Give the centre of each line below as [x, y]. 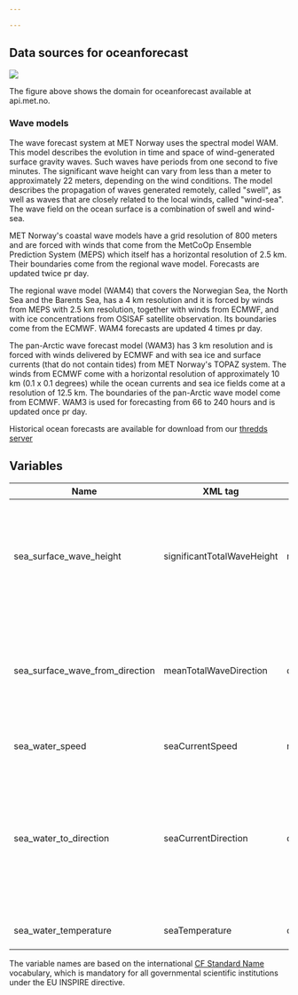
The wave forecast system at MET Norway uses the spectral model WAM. [144, 142]
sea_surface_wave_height [67, 556]
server [21, 438]
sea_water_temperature [63, 930]
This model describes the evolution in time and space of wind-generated [142, 152]
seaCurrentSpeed [200, 745]
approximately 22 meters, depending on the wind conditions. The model [141, 180]
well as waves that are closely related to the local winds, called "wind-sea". [146, 199]
